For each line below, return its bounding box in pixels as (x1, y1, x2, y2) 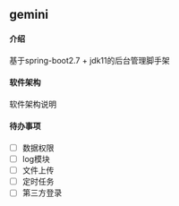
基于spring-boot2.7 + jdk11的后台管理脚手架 (9, 55, 170, 65)
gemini (9, 7, 49, 22)
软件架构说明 (9, 99, 56, 109)
